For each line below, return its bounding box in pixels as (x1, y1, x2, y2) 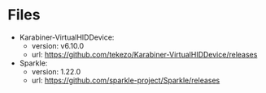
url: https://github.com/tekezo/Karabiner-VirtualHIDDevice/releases (31, 49, 258, 59)
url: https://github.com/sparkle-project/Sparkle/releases (31, 75, 220, 85)
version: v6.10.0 (31, 40, 85, 50)
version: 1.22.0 (31, 66, 81, 76)
